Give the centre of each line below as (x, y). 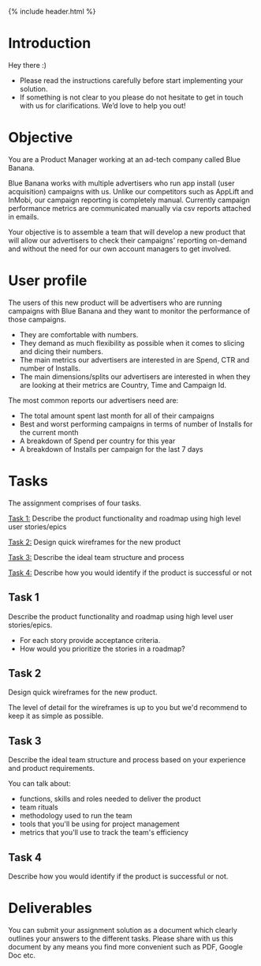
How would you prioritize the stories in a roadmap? (102, 648)
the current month (49, 432)
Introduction (50, 43)
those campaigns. (37, 319)
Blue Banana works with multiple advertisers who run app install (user (121, 183)
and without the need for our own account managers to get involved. (119, 249)
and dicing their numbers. (62, 351)
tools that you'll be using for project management (99, 824)
